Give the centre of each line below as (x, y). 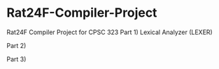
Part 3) (16, 59)
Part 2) (16, 45)
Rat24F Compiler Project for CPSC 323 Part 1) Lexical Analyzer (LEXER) (109, 32)
